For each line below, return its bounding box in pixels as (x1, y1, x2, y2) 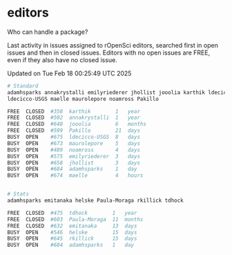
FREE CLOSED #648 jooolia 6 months (7, 121, 147, 128)
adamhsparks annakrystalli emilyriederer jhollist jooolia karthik (7, 88, 206, 96)
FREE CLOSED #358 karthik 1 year (7, 108, 140, 115)
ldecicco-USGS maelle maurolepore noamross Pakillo (7, 95, 159, 102)
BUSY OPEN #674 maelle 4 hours (7, 172, 144, 179)
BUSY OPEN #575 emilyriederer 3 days (7, 153, 140, 160)
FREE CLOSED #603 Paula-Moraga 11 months (7, 216, 144, 223)
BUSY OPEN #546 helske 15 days (7, 229, 137, 236)
